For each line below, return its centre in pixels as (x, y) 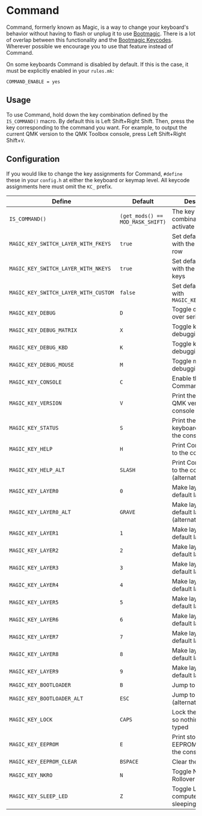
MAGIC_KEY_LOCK (31, 719)
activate (183, 226)
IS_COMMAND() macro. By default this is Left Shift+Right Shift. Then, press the (100, 121)
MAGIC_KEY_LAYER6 (34, 619)
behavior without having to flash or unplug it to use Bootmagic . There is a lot (101, 33)
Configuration (33, 159)
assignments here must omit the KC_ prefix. (60, 186)
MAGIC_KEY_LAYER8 (34, 654)
